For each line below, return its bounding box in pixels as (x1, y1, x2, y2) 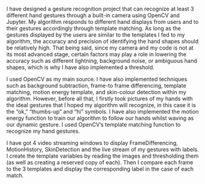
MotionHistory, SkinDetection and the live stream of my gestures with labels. (6, 146, 199, 153)
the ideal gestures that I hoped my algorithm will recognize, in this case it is (6, 101, 196, 109)
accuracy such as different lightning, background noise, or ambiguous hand (6, 57, 198, 64)
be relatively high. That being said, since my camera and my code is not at (6, 44, 194, 51)
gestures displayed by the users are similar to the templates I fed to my (6, 31, 185, 39)
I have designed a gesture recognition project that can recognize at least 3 (6, 6, 195, 12)
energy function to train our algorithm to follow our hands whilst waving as (6, 114, 194, 122)
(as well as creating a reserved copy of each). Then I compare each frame (6, 159, 194, 166)
